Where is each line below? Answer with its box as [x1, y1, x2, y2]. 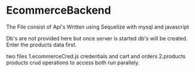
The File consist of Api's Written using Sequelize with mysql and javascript [6, 23, 190, 30]
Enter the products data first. [6, 41, 77, 48]
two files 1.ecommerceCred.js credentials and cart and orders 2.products [6, 52, 186, 60]
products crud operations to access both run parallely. [6, 59, 140, 66]
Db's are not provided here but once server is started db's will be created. [6, 35, 188, 42]
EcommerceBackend [6, 4, 112, 17]
